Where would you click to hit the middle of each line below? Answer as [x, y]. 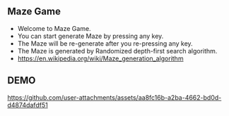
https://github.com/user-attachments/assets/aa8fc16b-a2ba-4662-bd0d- [114, 97]
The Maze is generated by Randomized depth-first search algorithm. [117, 51]
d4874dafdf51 [28, 105]
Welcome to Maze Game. [54, 28]
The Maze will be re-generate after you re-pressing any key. [105, 43]
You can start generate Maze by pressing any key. [90, 36]
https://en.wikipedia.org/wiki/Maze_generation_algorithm [100, 58]
